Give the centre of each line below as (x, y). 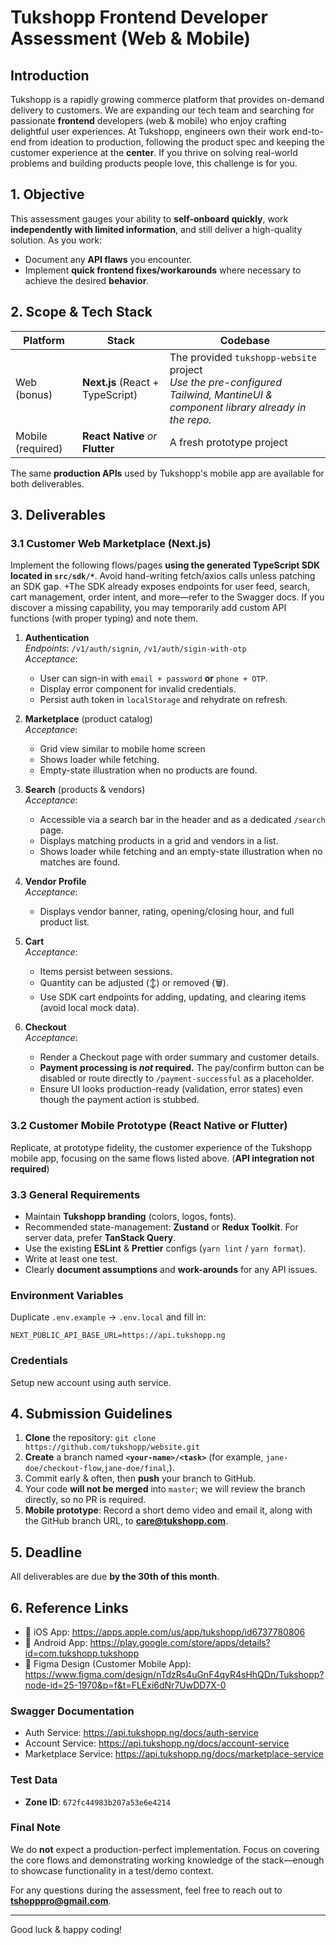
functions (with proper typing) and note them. (104, 618)
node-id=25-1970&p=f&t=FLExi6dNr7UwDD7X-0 (125, 1685)
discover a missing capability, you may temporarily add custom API (148, 608)
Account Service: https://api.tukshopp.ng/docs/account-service (157, 1743)
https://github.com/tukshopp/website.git (112, 1447)
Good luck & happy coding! (66, 1929)
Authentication (57, 638)
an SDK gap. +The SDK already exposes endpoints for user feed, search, (160, 587)
